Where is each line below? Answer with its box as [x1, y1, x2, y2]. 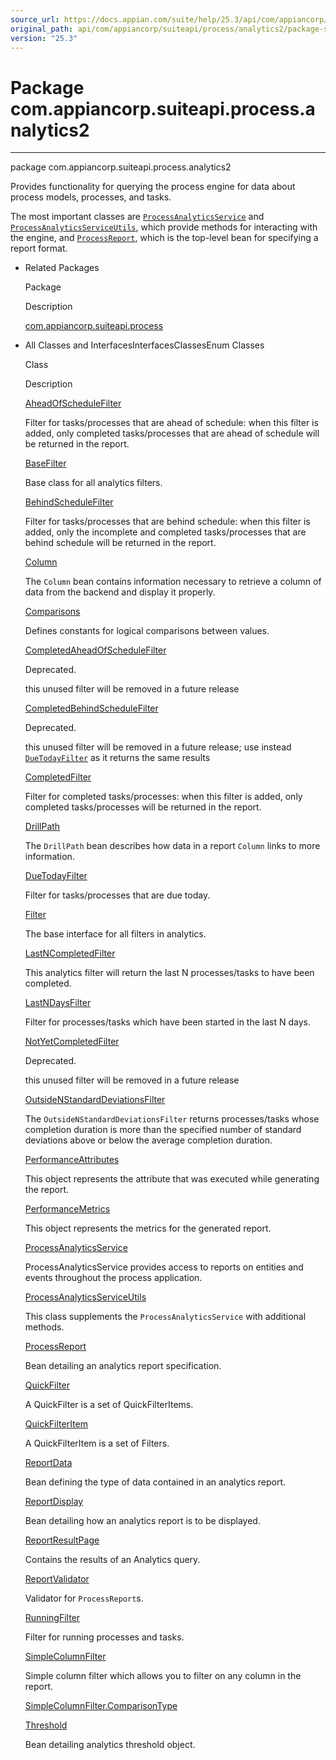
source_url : [10, 14, 60, 25]
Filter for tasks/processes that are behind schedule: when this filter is [24, 516, 311, 528]
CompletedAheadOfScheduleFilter [24, 644, 167, 656]
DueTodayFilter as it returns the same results [24, 752, 211, 764]
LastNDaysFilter [24, 997, 92, 1009]
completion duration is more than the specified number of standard [24, 1124, 302, 1136]
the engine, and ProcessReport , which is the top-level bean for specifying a [10, 232, 319, 244]
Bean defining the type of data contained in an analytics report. [24, 1476, 287, 1488]
